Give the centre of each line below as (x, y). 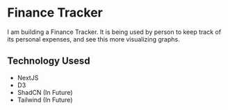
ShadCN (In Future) (45, 92)
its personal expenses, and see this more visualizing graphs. (93, 39)
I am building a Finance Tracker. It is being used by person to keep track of (114, 32)
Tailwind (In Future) (45, 100)
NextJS (28, 77)
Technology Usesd (49, 61)
